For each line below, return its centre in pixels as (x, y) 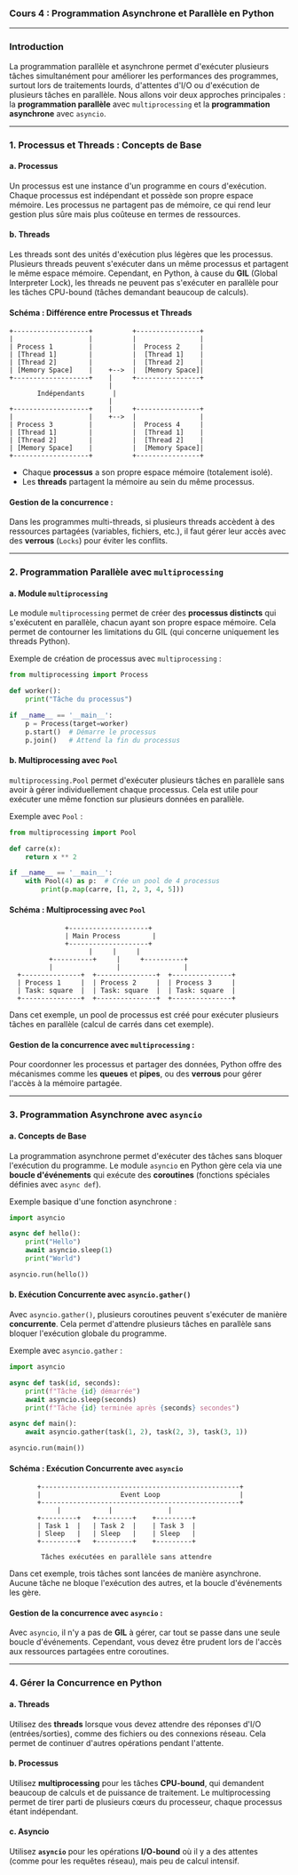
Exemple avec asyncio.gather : (66, 1351)
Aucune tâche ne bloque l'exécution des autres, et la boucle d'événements (145, 1583)
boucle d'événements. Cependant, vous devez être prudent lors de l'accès (145, 1642)
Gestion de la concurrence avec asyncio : (86, 1613)
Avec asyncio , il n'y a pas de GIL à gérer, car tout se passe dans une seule (145, 1633)
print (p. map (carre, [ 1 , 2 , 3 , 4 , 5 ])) (113, 889)
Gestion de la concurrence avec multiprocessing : (102, 1044)
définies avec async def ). (55, 1184)
